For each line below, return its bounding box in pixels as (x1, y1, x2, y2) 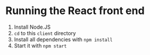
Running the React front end (5, 4, 145, 18)
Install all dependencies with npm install (13, 36, 113, 43)
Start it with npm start (13, 42, 67, 49)
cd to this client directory (13, 29, 76, 36)
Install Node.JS (13, 23, 51, 30)
